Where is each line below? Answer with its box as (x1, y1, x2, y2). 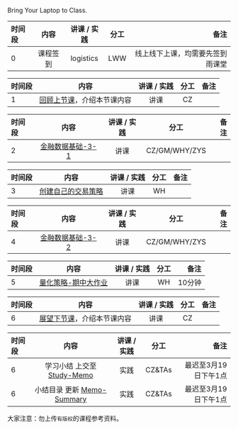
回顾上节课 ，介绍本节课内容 (39, 95, 132, 105)
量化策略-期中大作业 (39, 278, 108, 287)
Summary (54, 394, 87, 403)
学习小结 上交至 (45, 361, 97, 371)
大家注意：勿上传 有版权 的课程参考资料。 (7, 414, 123, 423)
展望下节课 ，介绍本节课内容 (39, 313, 132, 323)
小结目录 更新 (34, 385, 79, 394)
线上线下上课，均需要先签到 (134, 49, 227, 58)
